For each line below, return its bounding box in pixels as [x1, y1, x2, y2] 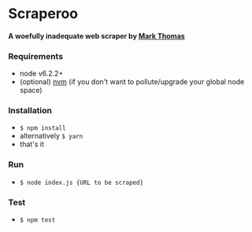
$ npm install [19, 124, 66, 132]
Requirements [8, 50, 64, 61]
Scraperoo [8, 5, 79, 23]
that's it [19, 139, 45, 149]
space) [19, 86, 43, 95]
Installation [8, 105, 53, 116]
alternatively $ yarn [19, 131, 83, 141]
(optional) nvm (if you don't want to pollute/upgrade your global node [19, 77, 245, 87]
